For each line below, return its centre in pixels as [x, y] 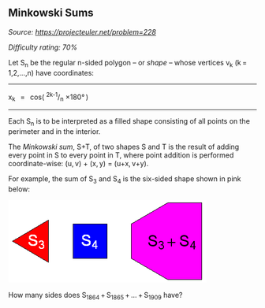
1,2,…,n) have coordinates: [51, 72]
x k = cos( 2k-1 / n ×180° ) [49, 97]
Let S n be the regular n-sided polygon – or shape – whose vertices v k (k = [127, 63]
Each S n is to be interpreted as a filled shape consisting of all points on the [129, 122]
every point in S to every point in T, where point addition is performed [121, 155]
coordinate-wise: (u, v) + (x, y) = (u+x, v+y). [78, 163]
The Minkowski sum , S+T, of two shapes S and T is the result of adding [124, 147]
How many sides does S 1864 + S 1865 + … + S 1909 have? [95, 296]
